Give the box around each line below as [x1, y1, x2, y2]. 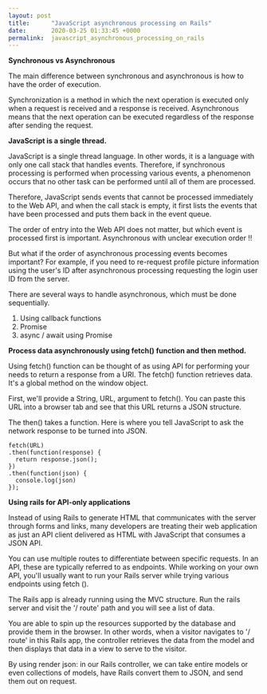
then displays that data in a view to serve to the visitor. [8, 644, 187, 654]
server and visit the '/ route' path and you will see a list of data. [8, 603, 215, 613]
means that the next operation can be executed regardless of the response [8, 112, 254, 122]
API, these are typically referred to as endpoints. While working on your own [8, 562, 259, 572]
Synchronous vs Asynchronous [8, 56, 116, 65]
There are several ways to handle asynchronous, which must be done [8, 290, 237, 299]
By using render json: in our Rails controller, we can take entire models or [8, 660, 249, 669]
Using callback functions [19, 313, 102, 323]
